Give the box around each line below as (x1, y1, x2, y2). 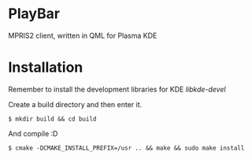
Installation (8, 58, 83, 76)
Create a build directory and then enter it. (8, 99, 143, 109)
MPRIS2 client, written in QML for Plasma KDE (8, 31, 157, 40)
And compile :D (8, 128, 58, 138)
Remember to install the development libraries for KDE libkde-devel (8, 84, 226, 94)
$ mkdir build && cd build (8, 115, 97, 123)
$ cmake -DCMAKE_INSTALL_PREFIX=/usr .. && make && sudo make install (8, 143, 245, 152)
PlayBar (8, 5, 61, 23)
